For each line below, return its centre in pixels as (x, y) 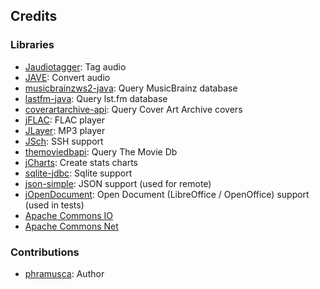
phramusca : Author (64, 273)
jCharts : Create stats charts (81, 162)
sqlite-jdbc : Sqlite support (78, 173)
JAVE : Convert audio (67, 77)
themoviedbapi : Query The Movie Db (101, 151)
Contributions (45, 252)
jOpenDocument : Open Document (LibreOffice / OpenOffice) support (167, 194)
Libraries (32, 45)
